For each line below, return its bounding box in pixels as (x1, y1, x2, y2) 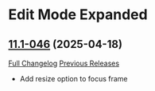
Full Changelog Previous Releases (8, 58, 120, 68)
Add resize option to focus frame (19, 74, 128, 83)
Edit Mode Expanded (8, 6, 149, 24)
